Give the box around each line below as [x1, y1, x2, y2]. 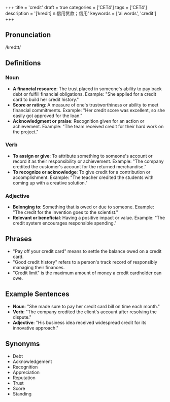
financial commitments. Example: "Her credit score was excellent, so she [12, 107, 165, 113]
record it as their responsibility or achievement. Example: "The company [12, 158, 164, 164]
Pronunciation [5, 30, 51, 40]
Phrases [5, 235, 32, 243]
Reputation [12, 375, 36, 381]
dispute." [12, 314, 32, 320]
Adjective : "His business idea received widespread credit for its [12, 319, 147, 325]
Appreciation [12, 369, 40, 375]
